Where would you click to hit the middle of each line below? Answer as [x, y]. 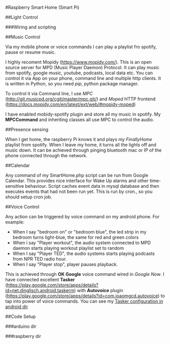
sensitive [15, 186]
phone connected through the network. [46, 155]
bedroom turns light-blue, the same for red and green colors [76, 237]
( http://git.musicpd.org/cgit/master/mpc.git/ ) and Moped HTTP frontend [80, 99]
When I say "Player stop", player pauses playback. [65, 264]
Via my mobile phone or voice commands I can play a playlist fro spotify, [81, 47]
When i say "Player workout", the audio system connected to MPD [82, 243]
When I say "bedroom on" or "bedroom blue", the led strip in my [79, 232]
